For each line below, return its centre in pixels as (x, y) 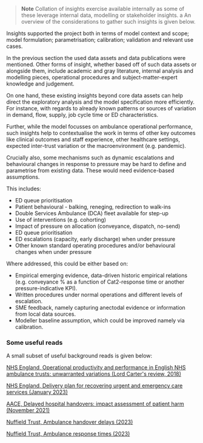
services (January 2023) (37, 392)
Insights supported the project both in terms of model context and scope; (98, 33)
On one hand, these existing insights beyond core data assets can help (95, 95)
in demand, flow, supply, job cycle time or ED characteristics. (82, 115)
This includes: (24, 188)
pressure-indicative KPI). (46, 288)
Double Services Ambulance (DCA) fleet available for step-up (92, 213)
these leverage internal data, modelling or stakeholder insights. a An (106, 15)
